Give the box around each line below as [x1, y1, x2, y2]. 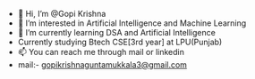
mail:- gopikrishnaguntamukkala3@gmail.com [17, 59, 188, 70]
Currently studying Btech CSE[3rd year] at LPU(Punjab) [17, 36, 223, 47]
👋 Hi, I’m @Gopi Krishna [17, 9, 106, 19]
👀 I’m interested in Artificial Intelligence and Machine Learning [17, 18, 247, 28]
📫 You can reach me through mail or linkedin [17, 47, 185, 57]
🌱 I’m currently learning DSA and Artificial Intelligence [17, 28, 217, 37]
